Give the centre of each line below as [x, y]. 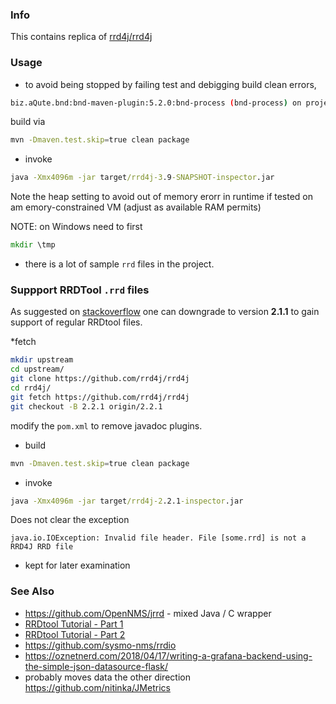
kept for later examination [77, 565]
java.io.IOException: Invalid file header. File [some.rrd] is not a [158, 538]
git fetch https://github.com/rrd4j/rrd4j [100, 397]
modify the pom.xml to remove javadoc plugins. [106, 425]
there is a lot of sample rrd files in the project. [119, 264]
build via [28, 122]
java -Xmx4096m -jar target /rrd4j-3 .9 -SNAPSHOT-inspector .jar [142, 178]
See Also [32, 591]
